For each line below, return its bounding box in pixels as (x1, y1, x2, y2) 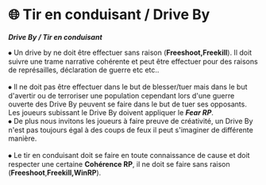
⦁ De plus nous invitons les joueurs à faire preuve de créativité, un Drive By (8, 116, 253, 125)
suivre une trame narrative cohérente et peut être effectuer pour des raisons (8, 56, 258, 66)
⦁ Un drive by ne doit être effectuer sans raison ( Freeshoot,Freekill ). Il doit (8, 48, 253, 57)
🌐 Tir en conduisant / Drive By (8, 6, 210, 24)
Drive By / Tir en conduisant (8, 32, 103, 41)
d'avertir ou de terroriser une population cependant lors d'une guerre (8, 91, 235, 100)
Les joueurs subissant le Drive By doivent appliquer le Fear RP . (8, 107, 214, 117)
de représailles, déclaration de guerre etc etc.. (8, 65, 160, 75)
